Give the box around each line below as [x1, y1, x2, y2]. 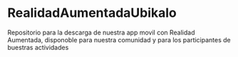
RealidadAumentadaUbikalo [7, 5, 177, 21]
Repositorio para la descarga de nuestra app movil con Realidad [7, 28, 195, 37]
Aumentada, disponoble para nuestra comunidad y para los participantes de [7, 35, 232, 44]
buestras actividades [7, 43, 69, 51]
